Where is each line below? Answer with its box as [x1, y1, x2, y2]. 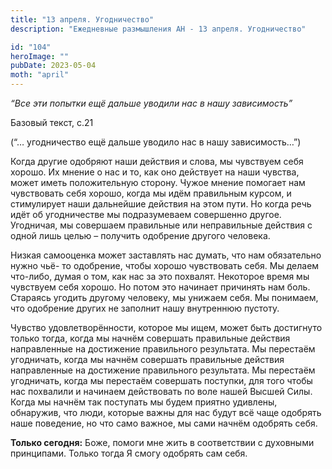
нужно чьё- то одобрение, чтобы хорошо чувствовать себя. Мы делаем [10, 260, 320, 271]
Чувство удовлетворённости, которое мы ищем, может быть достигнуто [10, 322, 323, 333]
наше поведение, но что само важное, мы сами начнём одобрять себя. [10, 417, 318, 429]
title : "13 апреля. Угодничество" [10, 14, 155, 25]
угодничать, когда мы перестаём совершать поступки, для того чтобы [10, 375, 313, 386]
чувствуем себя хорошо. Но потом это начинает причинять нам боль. [10, 281, 311, 293]
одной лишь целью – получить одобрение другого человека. [10, 230, 271, 241]
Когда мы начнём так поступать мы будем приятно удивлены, [10, 396, 278, 408]
